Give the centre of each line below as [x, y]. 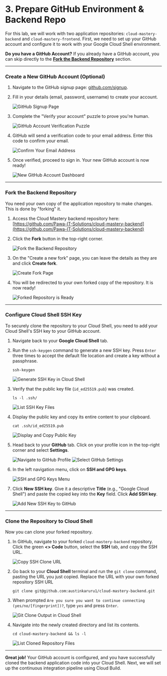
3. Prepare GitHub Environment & [75, 9]
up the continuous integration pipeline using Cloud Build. [63, 668]
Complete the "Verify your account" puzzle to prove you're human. [81, 116]
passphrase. [25, 361]
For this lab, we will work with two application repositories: [65, 33]
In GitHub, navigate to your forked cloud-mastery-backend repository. [83, 542]
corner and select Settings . [41, 450]
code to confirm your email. [41, 141]
